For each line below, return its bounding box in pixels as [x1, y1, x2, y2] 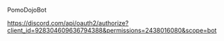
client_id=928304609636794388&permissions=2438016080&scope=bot [7, 27, 217, 34]
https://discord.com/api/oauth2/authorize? [7, 19, 129, 27]
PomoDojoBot [7, 6, 47, 14]
